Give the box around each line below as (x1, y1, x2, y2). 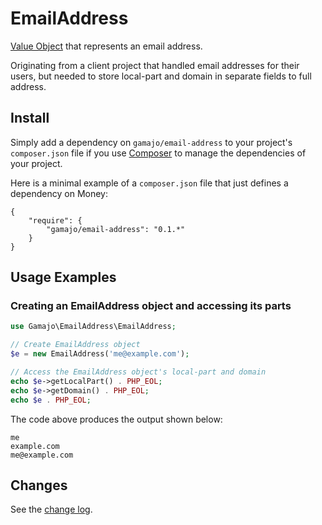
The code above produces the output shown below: (10, 413, 223, 425)
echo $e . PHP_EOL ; (10, 395, 92, 405)
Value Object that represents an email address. (10, 40, 203, 52)
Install (10, 110, 50, 127)
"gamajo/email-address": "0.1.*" (46, 224, 186, 234)
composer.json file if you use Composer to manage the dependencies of (10, 147, 307, 159)
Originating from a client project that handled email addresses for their (10, 59, 300, 71)
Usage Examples (10, 269, 117, 286)
